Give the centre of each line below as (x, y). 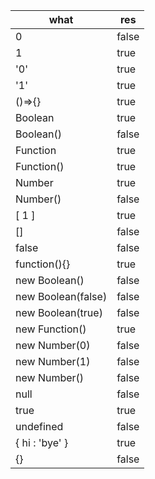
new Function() (51, 329)
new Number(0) (53, 345)
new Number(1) (53, 361)
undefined (39, 426)
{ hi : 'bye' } (42, 442)
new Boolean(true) (59, 312)
